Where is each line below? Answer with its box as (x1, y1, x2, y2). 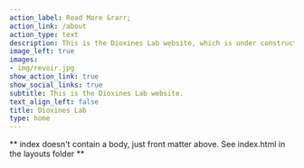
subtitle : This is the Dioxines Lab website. (9, 89, 184, 98)
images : (9, 55, 39, 64)
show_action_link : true (9, 72, 100, 81)
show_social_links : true (9, 80, 103, 89)
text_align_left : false (9, 97, 100, 107)
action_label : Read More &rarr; (9, 13, 131, 23)
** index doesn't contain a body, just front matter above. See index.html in (9, 139, 286, 150)
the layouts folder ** (9, 148, 85, 159)
